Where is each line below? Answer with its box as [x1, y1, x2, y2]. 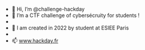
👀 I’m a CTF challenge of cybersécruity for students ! [11, 12, 140, 19]
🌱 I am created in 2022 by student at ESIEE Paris [11, 24, 129, 31]
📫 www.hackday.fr [11, 37, 59, 44]
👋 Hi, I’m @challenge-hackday [11, 6, 85, 12]
